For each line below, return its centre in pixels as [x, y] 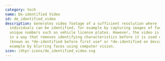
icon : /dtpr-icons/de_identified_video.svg [50, 51]
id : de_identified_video [30, 19]
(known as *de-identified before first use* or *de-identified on [79, 42]
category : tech [21, 10]
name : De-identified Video [33, 14]
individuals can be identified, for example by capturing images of [81, 28]
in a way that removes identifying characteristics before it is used [83, 37]
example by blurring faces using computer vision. [62, 46]
